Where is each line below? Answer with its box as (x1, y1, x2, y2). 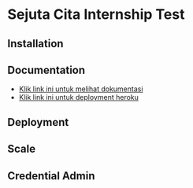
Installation (7, 37, 64, 50)
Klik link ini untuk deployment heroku (18, 93, 139, 102)
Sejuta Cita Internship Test (7, 6, 185, 24)
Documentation (7, 63, 86, 76)
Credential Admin (7, 169, 95, 182)
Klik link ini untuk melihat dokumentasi (18, 84, 143, 94)
